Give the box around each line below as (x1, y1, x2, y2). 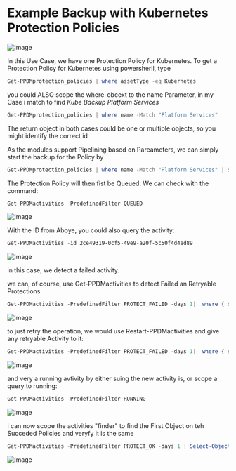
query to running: (7, 382, 58, 390)
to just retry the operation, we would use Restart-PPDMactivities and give (7, 327, 220, 336)
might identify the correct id (7, 131, 88, 140)
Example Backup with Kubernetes (7, 5, 209, 21)
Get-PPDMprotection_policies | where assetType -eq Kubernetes (7, 77, 197, 85)
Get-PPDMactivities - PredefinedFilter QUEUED (7, 200, 143, 207)
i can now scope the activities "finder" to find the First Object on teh (7, 421, 204, 430)
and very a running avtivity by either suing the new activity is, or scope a (7, 374, 218, 383)
